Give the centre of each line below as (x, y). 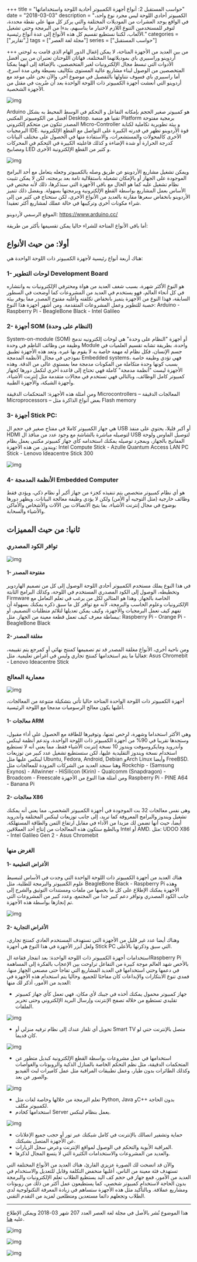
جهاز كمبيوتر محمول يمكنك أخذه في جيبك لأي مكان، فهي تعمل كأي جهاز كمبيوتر (101, 994)
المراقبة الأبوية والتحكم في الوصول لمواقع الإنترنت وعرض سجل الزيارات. (94, 1147)
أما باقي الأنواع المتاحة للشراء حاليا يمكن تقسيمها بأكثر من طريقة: (77, 225)
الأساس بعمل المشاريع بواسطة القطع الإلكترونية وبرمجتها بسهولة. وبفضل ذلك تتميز (96, 190)
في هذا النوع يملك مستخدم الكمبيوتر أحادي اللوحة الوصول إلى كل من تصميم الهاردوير (99, 585)
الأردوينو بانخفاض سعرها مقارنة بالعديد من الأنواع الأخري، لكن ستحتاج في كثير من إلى (98, 197)
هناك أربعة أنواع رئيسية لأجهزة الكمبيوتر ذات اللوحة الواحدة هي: (75, 258)
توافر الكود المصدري (32, 547)
